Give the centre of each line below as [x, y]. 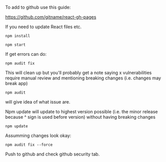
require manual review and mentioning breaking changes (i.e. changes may [83, 78]
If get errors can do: [26, 54]
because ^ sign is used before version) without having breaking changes [80, 117]
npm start [16, 45]
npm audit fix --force [29, 145]
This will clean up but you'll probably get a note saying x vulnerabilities [78, 73]
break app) [17, 83]
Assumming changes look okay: [38, 136]
